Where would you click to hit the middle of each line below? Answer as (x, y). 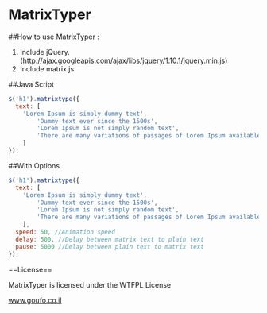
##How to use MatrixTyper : (54, 37)
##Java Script (31, 84)
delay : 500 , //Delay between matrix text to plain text (110, 239)
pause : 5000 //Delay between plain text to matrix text (110, 247)
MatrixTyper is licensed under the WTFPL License (90, 284)
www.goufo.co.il (35, 300)
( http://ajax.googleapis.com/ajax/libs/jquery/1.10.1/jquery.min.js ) (124, 60)
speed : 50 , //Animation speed (65, 232)
